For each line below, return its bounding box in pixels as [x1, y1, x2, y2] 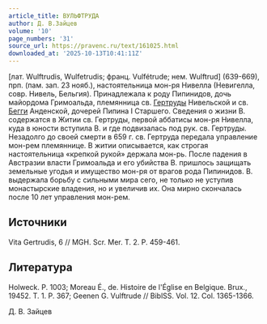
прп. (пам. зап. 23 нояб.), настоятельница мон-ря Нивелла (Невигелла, [8, 80, 256, 90]
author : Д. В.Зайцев [8, 19, 78, 28]
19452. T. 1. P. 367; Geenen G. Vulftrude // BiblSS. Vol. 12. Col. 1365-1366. [8, 291, 254, 301]
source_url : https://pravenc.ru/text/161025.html [8, 42, 180, 50]
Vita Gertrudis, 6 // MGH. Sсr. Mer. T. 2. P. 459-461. [8, 237, 180, 247]
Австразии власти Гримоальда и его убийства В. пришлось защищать [8, 158, 252, 167]
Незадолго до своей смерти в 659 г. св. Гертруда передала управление [8, 132, 258, 142]
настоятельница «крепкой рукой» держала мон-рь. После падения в [8, 149, 248, 159]
